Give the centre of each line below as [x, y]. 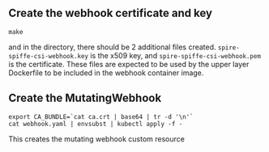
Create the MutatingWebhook [85, 98]
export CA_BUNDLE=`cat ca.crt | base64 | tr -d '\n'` [101, 116]
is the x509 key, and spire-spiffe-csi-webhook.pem [176, 55]
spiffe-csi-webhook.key [49, 56]
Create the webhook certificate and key [111, 13]
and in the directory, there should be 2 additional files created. [112, 47]
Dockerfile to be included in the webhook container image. [106, 73]
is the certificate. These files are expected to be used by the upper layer [129, 64]
